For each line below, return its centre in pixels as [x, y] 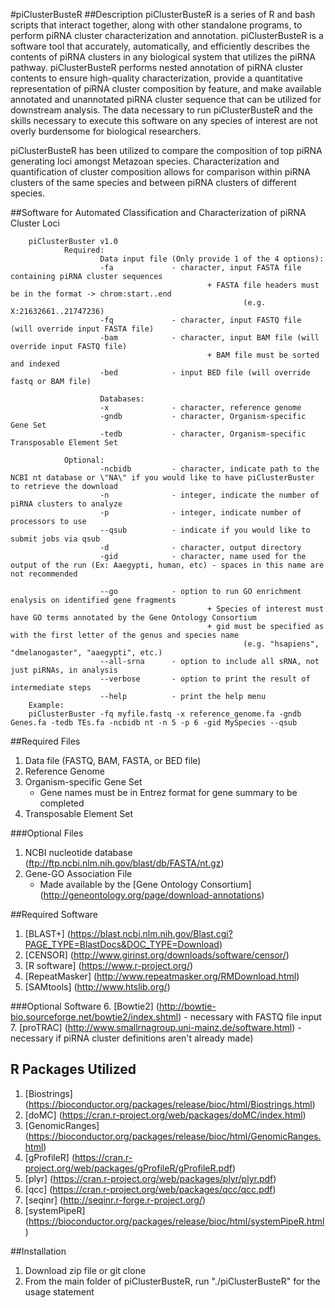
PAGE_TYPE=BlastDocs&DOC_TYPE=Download [122, 944]
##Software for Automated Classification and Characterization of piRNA [158, 212]
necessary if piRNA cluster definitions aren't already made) [132, 1038]
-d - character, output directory [200, 548]
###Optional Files [47, 833]
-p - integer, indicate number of [200, 513]
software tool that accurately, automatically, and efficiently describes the [160, 46]
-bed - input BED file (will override [205, 373]
